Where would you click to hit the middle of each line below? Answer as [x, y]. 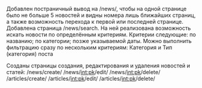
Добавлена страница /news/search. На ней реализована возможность [99, 28]
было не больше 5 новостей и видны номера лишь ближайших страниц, [101, 15]
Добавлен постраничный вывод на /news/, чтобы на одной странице [96, 9]
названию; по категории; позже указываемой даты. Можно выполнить [99, 41]
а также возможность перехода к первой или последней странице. [95, 22]
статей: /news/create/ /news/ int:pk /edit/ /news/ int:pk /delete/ [84, 72]
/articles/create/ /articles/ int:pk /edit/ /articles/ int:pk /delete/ [81, 79]
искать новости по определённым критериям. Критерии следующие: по [101, 35]
